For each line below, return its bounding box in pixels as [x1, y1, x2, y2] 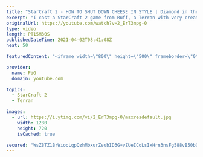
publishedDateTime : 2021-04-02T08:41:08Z [6, 37, 112, 43]
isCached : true [17, 131, 56, 137]
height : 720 [17, 125, 47, 132]
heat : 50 [6, 43, 28, 49]
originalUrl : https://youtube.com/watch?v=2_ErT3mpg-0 [6, 20, 147, 26]
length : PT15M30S [6, 31, 50, 37]
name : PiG [11, 70, 36, 76]
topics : [6, 86, 26, 92]
